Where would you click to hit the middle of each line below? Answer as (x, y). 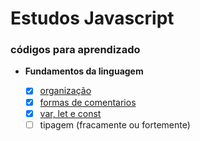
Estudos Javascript (92, 18)
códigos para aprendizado (75, 50)
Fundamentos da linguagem (84, 71)
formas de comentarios (88, 102)
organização (65, 91)
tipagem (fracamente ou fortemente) (115, 124)
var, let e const (70, 113)
